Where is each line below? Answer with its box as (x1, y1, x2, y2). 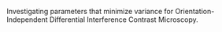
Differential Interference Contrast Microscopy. (49, 15, 198, 24)
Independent (6, 15, 48, 24)
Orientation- (175, 7, 215, 16)
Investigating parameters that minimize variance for (6, 7, 174, 16)
